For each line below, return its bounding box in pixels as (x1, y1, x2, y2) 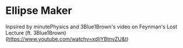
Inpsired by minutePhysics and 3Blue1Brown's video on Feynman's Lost (5, 23, 177, 30)
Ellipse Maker (5, 4, 72, 17)
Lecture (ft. (5, 29, 33, 36)
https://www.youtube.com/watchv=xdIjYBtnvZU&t (7, 35, 127, 42)
